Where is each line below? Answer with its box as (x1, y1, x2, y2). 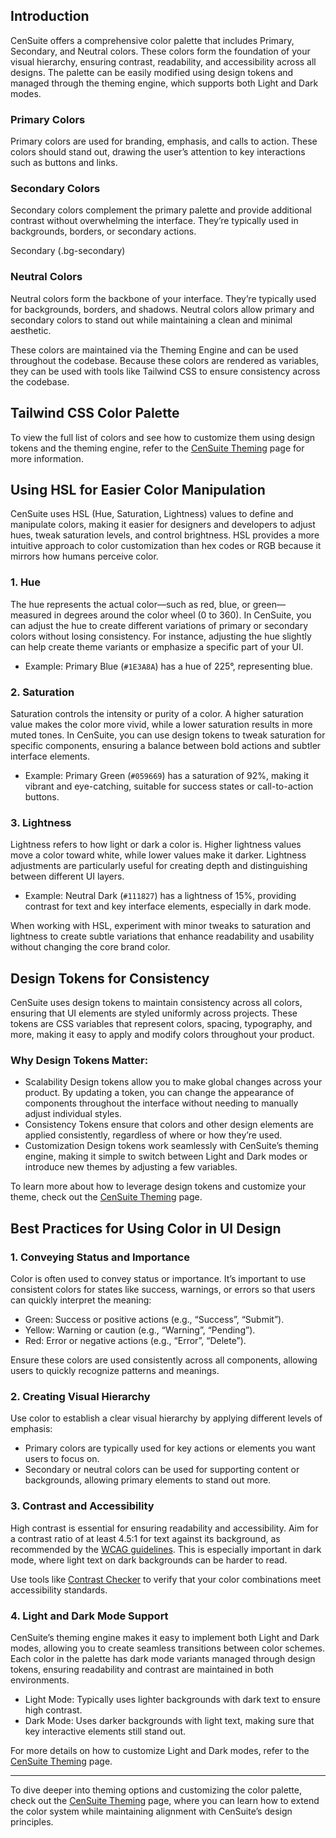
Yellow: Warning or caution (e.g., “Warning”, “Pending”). (24, 1324, 256, 1336)
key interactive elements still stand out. (24, 1725, 187, 1737)
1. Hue (10, 575, 42, 589)
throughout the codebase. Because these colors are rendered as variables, (10, 354, 320, 366)
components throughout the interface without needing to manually (24, 1097, 299, 1109)
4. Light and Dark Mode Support (10, 1609, 169, 1623)
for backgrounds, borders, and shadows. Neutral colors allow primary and (10, 303, 315, 315)
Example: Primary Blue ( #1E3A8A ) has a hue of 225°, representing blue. (24, 660, 313, 672)
